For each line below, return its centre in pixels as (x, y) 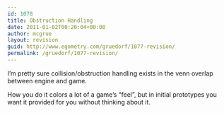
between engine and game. (47, 81)
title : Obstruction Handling (50, 20)
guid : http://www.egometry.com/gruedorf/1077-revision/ (91, 47)
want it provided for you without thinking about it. (79, 102)
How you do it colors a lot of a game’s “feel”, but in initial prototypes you (112, 94)
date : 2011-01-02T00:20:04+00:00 (57, 27)
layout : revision (33, 40)
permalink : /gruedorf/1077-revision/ (63, 54)
